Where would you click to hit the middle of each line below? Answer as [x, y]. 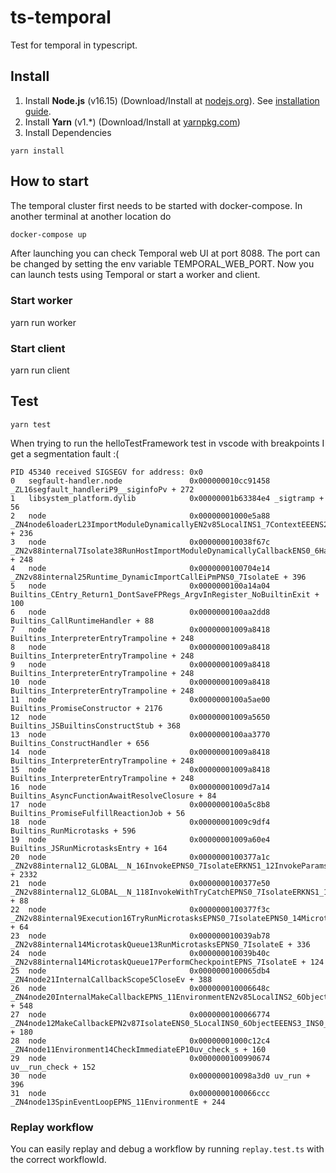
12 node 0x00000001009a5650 [140, 717]
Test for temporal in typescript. [74, 45]
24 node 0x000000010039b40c [140, 953]
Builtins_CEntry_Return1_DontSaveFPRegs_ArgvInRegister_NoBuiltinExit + [165, 594]
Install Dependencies [68, 132]
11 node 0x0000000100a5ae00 [140, 699]
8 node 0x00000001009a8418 [140, 647]
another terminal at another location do [91, 216]
